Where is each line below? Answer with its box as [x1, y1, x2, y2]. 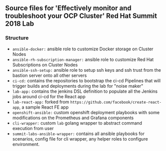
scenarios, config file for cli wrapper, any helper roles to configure [12, 136, 148, 142]
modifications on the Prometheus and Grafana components [12, 115, 134, 121]
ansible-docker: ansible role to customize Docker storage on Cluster [12, 46, 154, 52]
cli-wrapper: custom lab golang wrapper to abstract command [12, 120, 143, 126]
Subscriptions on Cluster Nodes [12, 62, 78, 68]
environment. [12, 141, 40, 147]
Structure [5, 34, 29, 41]
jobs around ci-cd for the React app [12, 93, 85, 99]
